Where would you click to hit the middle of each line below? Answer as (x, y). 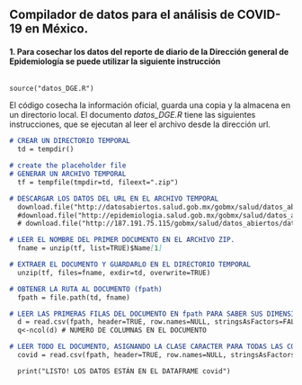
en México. (56, 29)
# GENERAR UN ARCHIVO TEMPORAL (68, 175)
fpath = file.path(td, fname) (74, 297)
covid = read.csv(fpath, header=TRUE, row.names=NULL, (122, 355)
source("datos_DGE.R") (52, 88)
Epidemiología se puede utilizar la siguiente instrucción (115, 61)
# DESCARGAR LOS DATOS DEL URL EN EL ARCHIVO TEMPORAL (114, 198)
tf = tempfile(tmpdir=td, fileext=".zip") (98, 182)
